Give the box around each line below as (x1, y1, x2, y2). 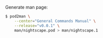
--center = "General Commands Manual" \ (14, 18, 96, 23)
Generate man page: (5, 4, 48, 10)
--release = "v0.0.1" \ (14, 23, 60, 28)
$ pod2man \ (5, 14, 30, 19)
